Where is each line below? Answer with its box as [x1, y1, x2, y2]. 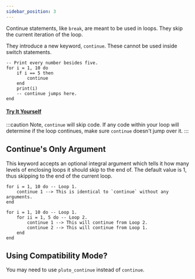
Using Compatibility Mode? [6, 251, 108, 261]
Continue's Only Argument [6, 144, 107, 154]
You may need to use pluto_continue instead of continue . [6, 266, 145, 273]
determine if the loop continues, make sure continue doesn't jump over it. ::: [6, 127, 189, 134]
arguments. [6, 194, 33, 200]
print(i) [16, 86, 38, 91]
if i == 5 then [16, 70, 54, 76]
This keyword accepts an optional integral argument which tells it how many [6, 159, 189, 167]
